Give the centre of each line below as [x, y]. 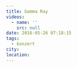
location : [18, 55]
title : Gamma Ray [27, 11]
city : [13, 50]
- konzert [23, 44]
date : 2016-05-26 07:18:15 [39, 33]
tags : [13, 38]
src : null [29, 28]
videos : [15, 17]
